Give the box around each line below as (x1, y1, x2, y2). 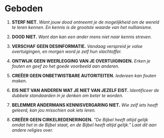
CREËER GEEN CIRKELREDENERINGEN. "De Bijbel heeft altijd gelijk (11, 116, 148, 122)
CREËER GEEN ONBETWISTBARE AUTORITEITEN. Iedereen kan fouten (11, 72, 157, 78)
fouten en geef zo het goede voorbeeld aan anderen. (11, 63, 120, 69)
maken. (11, 78, 27, 84)
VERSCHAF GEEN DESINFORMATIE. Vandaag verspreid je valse (11, 43, 143, 49)
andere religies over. (11, 127, 54, 133)
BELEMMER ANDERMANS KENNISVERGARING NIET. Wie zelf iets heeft (11, 102, 158, 108)
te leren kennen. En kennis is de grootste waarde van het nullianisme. (11, 24, 153, 30)
